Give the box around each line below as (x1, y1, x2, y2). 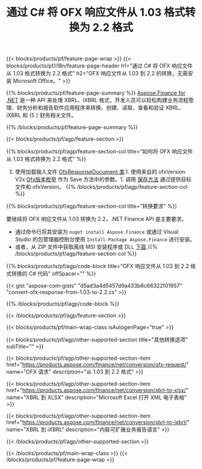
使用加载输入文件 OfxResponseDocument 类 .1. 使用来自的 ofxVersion (14, 168, 185, 176)
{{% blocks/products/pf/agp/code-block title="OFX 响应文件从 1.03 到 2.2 (6, 263, 189, 270)
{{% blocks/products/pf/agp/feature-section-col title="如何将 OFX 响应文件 (6, 148, 194, 155)
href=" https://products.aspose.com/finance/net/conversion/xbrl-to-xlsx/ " (6, 387, 189, 394)
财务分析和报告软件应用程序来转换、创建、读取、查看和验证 (16, 104, 164, 112)
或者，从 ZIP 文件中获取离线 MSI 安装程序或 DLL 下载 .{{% (14, 243, 158, 250)
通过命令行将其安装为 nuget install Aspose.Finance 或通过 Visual (14, 228, 179, 235)
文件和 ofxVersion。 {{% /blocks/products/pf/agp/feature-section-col (14, 183, 188, 191)
